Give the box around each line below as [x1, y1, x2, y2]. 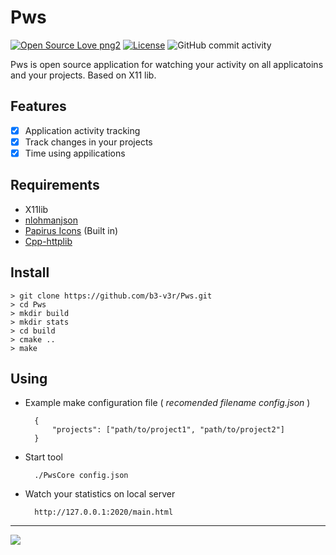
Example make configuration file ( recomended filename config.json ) [24, 397, 311, 409]
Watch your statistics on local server [24, 488, 176, 500]
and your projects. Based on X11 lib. [10, 69, 157, 81]
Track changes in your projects [24, 136, 153, 148]
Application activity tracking [24, 124, 141, 136]
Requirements [10, 177, 100, 194]
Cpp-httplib [24, 235, 73, 247]
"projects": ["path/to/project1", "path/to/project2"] [51, 425, 286, 435]
